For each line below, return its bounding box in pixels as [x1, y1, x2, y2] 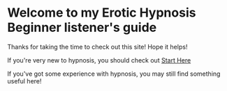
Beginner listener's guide [7, 19, 157, 35]
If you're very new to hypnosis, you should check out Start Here [7, 56, 191, 64]
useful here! [7, 76, 42, 85]
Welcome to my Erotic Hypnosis [7, 5, 196, 21]
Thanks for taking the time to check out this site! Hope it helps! [7, 42, 188, 51]
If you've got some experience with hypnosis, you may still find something [7, 69, 221, 78]
